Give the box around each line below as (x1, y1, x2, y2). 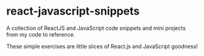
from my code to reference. (6, 30, 76, 38)
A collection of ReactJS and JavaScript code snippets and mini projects (6, 24, 186, 32)
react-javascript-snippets (6, 4, 140, 18)
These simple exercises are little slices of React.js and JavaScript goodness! (6, 43, 198, 50)
